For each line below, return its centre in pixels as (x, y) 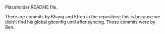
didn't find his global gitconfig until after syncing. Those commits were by (80, 22)
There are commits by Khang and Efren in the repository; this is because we (82, 17)
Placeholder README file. (31, 7)
